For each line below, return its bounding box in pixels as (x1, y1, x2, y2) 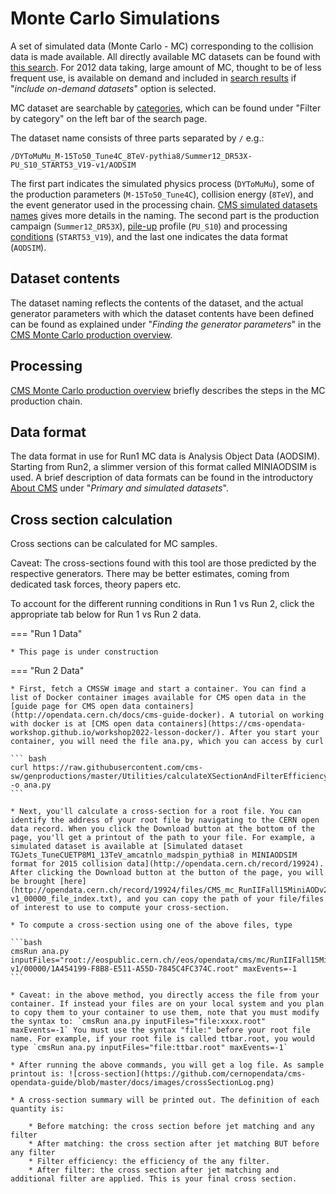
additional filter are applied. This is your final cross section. (10, 1174, 298, 1184)
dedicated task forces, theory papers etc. (10, 578, 182, 591)
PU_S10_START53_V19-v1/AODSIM (10, 160, 137, 170)
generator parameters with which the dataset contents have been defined (10, 307, 315, 319)
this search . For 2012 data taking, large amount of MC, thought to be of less (10, 61, 322, 73)
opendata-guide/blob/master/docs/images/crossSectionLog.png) (10, 1078, 275, 1088)
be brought (10, 877, 56, 887)
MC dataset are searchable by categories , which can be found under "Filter (10, 102, 322, 114)
